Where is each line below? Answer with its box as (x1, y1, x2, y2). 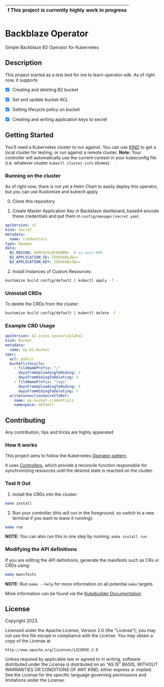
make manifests (5, 572, 37, 577)
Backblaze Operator (5, 28, 89, 39)
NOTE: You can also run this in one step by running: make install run (5, 534, 147, 540)
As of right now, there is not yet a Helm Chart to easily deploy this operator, (5, 183, 158, 189)
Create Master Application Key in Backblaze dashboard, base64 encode (12, 208, 159, 214)
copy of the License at (5, 638, 51, 644)
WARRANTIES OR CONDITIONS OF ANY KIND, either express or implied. (5, 667, 152, 673)
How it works (5, 442, 38, 449)
